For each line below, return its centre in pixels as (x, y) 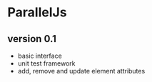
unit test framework (47, 63)
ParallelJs (37, 12)
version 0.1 (32, 39)
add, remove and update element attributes (81, 71)
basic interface (40, 56)
